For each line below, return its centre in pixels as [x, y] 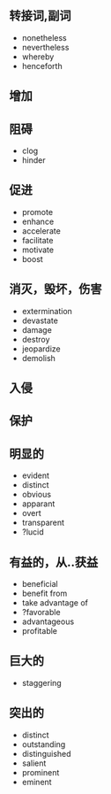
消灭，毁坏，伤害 [55, 289]
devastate [40, 320]
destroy [36, 339]
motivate [38, 250]
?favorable [41, 613]
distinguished [47, 753]
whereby [38, 57]
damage [37, 329]
